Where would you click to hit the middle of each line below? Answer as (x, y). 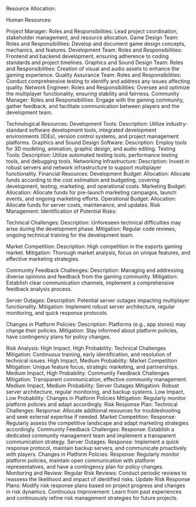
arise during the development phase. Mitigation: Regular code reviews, (91, 229)
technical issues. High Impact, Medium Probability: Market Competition (92, 360)
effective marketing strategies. (43, 259)
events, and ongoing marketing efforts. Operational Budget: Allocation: (91, 199)
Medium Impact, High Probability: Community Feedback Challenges (88, 373)
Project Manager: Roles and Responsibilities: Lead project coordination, (92, 31)
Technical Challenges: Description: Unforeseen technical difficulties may (94, 222)
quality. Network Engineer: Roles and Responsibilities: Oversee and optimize (98, 87)
